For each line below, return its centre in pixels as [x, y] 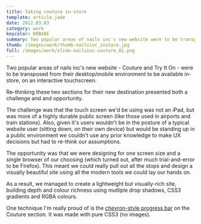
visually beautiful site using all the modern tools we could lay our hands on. [99, 172]
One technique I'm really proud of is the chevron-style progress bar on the [98, 208]
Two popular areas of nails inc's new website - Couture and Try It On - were [100, 67]
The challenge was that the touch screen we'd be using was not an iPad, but [100, 110]
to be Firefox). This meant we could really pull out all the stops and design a [100, 165]
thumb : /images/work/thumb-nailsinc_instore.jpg [68, 45]
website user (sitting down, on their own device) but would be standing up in [100, 128]
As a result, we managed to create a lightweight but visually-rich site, [91, 183]
